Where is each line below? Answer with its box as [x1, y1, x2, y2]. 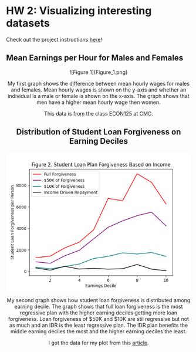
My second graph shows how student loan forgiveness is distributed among [6, 296, 191, 303]
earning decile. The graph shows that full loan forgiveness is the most [14, 303, 183, 310]
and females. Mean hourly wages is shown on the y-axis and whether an [11, 86, 187, 93]
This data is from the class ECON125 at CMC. [43, 110, 154, 117]
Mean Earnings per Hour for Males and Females [6, 53, 184, 63]
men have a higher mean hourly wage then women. [36, 99, 161, 106]
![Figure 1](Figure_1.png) [69, 69, 128, 76]
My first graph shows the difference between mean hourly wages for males [8, 80, 190, 87]
